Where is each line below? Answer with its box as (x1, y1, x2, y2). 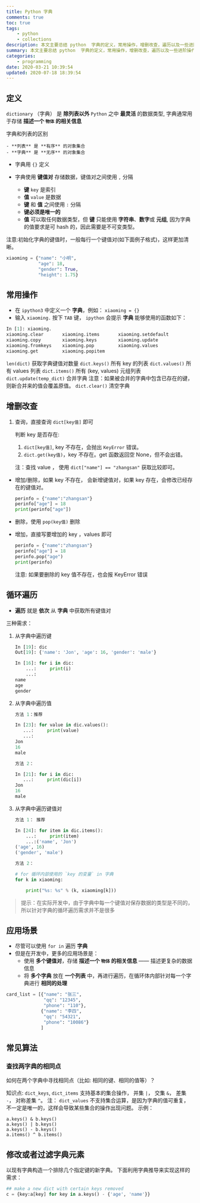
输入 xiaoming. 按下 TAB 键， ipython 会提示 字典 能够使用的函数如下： (14, 314, 187, 322)
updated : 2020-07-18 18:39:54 (6, 70, 82, 76)
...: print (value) (23, 728, 79, 734)
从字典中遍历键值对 (14, 805, 62, 812)
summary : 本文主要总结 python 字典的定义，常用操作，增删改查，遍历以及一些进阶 (6, 48, 187, 54)
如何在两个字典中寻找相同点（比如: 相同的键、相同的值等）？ (6, 1077, 155, 1084)
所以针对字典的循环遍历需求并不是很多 (20, 906, 115, 914)
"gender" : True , (37, 266, 79, 272)
